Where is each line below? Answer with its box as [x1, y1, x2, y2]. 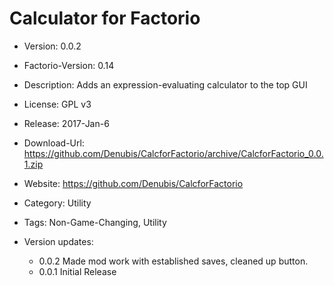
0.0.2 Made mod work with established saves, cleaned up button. [38, 255, 309, 267]
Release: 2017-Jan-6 [23, 117, 110, 129]
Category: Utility [23, 197, 92, 209]
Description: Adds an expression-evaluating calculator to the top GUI [23, 78, 308, 91]
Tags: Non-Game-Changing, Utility [23, 216, 167, 228]
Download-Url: [23, 137, 85, 149]
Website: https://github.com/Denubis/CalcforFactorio [23, 177, 244, 189]
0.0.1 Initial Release [38, 265, 117, 277]
